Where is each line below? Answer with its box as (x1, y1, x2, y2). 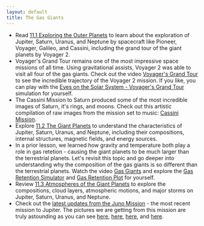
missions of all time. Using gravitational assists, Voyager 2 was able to (15, 63, 191, 71)
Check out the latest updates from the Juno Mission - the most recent (15, 199, 191, 207)
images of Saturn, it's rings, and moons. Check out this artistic (15, 102, 172, 110)
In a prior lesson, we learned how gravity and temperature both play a (15, 141, 191, 149)
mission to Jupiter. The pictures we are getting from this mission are (15, 206, 186, 213)
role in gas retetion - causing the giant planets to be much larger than (15, 147, 189, 155)
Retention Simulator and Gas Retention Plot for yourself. (15, 174, 155, 181)
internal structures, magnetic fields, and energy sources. (15, 135, 158, 142)
